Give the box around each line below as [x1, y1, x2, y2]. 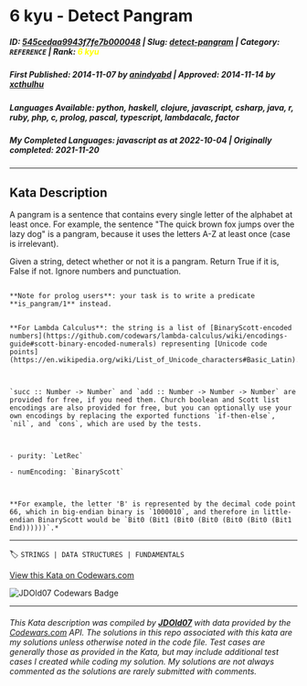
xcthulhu [9, 79, 44, 90]
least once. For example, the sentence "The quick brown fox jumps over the [9, 219, 295, 230]
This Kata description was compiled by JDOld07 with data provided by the [9, 616, 291, 627]
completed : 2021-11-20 [9, 144, 100, 155]
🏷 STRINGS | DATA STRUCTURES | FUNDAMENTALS [9, 549, 185, 560]
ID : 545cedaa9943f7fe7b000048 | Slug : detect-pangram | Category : [9, 36, 281, 47]
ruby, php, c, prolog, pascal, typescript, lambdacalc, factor [9, 112, 240, 123]
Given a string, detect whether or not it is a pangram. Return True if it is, [9, 256, 280, 267]
